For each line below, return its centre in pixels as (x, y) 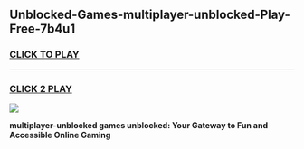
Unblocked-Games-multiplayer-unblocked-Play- (150, 15)
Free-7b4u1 (42, 29)
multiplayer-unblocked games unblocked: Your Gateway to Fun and (139, 125)
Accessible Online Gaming (60, 135)
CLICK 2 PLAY (41, 88)
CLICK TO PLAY (44, 55)
